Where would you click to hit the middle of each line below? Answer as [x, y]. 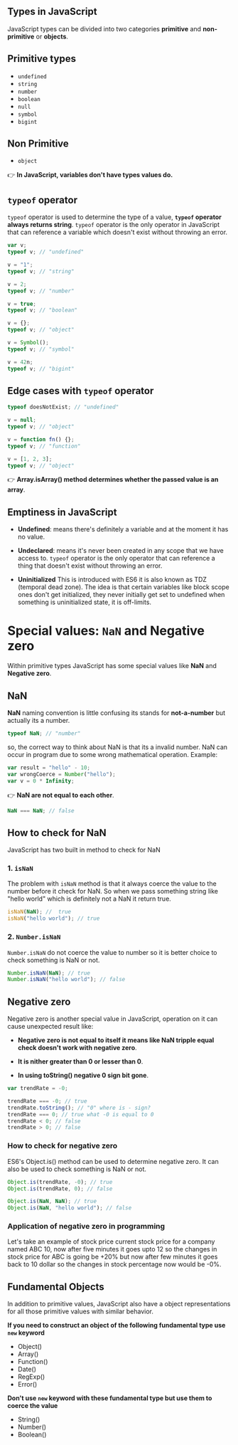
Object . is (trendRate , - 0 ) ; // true [60, 1182]
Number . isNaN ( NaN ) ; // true [49, 973]
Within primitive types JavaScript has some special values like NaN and [112, 666]
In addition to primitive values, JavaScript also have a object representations [119, 1304]
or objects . [52, 36]
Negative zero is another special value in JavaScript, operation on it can [113, 1019]
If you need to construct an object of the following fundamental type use [117, 1325]
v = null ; [22, 420]
